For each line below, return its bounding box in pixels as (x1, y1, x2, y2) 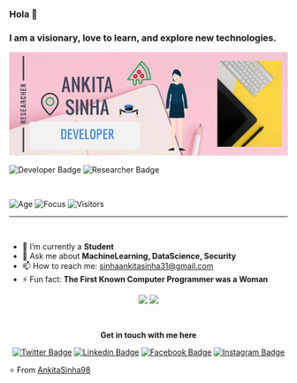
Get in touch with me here (100, 329, 197, 340)
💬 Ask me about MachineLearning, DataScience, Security (21, 250, 237, 261)
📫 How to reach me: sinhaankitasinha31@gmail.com (21, 260, 214, 271)
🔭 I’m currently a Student (21, 241, 115, 251)
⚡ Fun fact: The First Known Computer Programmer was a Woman (21, 273, 268, 284)
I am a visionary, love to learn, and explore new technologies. (9, 31, 277, 43)
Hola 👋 (9, 8, 38, 20)
